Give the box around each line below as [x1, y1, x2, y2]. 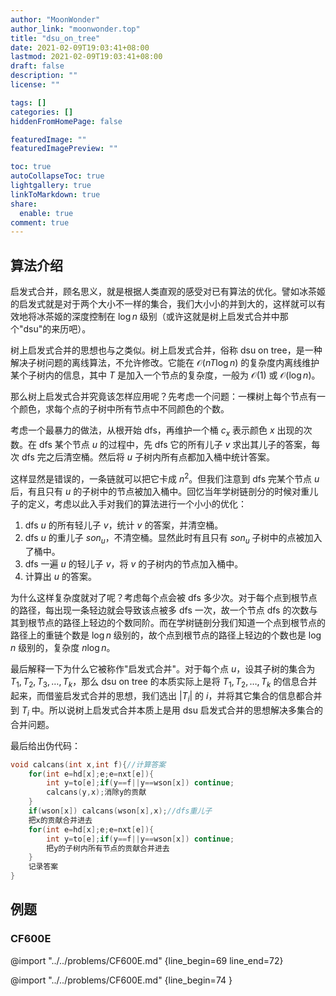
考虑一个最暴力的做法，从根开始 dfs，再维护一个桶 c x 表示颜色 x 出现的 [10, 424, 304, 438]
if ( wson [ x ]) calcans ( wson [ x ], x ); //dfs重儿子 [28, 806, 213, 816]
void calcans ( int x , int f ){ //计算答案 [10, 759, 167, 770]
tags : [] [10, 97, 47, 108]
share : [10, 199, 38, 209]
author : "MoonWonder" [10, 14, 101, 25]
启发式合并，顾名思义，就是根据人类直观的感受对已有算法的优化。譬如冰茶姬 [10, 286, 326, 298]
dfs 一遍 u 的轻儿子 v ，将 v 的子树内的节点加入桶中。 [24, 558, 244, 570]
